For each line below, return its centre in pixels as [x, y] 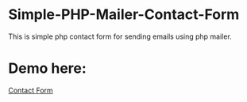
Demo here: [48, 68]
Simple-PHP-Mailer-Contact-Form [124, 15]
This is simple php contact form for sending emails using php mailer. [120, 36]
